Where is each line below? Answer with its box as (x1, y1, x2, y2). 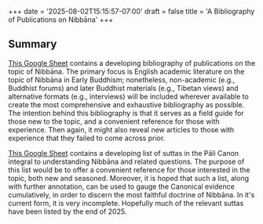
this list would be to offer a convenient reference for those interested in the (8, 164, 250, 175)
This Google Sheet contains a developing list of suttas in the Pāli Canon (8, 148, 239, 157)
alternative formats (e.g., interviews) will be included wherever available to (8, 92, 249, 101)
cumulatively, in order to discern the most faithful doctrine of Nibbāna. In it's (8, 190, 255, 199)
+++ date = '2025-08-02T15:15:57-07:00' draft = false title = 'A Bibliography (8, 7, 255, 16)
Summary (8, 38, 57, 51)
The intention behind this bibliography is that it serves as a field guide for (8, 108, 245, 117)
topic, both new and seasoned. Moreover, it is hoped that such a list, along (8, 173, 250, 182)
